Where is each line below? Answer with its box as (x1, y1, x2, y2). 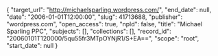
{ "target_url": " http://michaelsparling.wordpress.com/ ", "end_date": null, (6, 6, 212, 13)
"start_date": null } (6, 42, 58, 49)
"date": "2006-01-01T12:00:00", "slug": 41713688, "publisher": (6, 13, 183, 21)
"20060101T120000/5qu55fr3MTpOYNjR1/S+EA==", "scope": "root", (6, 34, 199, 43)
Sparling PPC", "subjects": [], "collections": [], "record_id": (6, 27, 172, 35)
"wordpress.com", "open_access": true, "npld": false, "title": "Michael (6, 20, 203, 28)
